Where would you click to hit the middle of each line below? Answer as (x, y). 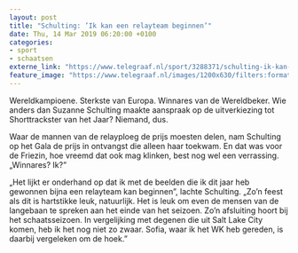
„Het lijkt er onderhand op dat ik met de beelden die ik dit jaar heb (129, 182)
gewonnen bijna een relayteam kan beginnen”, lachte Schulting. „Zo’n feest (146, 191)
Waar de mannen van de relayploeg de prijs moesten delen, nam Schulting (145, 136)
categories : (31, 42)
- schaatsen (31, 59)
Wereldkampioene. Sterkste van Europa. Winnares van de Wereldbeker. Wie (148, 100)
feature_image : (37, 75)
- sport (24, 51)
